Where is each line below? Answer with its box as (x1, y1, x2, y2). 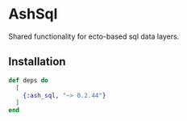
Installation (8, 55, 66, 69)
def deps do (8, 76, 48, 85)
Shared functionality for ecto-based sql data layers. (8, 31, 180, 41)
